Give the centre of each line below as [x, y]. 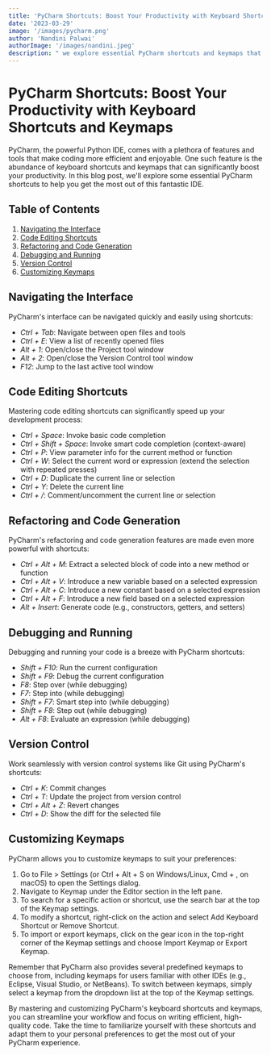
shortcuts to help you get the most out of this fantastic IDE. [106, 184]
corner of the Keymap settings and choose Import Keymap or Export [133, 942]
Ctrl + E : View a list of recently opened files [92, 340]
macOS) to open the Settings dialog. [80, 882]
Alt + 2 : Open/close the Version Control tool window [106, 358]
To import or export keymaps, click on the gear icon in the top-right [132, 934]
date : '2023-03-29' [41, 23]
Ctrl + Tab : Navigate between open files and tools [102, 332]
